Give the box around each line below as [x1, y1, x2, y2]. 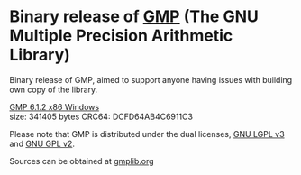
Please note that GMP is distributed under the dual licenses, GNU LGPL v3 [9, 128, 286, 139]
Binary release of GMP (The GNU [9, 6, 259, 27]
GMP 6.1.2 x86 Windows [9, 101, 100, 112]
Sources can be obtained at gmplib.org [9, 155, 155, 166]
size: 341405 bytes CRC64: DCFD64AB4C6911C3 [9, 111, 194, 122]
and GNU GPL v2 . [9, 138, 75, 149]
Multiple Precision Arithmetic [9, 25, 233, 46]
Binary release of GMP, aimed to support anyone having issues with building [9, 74, 293, 85]
